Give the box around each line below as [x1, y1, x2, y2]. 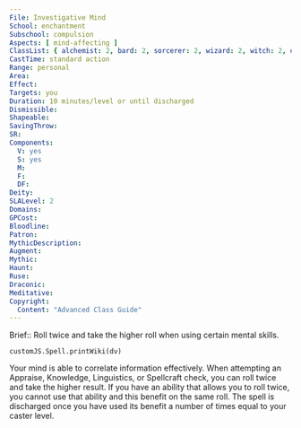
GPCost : [9, 213, 39, 223]
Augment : [9, 247, 42, 256]
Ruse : [9, 272, 30, 281]
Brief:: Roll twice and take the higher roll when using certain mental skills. [9, 329, 279, 341]
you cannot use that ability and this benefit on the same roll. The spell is [9, 391, 275, 402]
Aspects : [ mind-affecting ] [9, 38, 118, 48]
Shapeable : [9, 113, 50, 122]
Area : [9, 72, 30, 81]
